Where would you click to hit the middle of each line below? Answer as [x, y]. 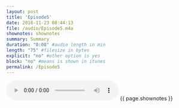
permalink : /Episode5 [33, 67]
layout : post [22, 12]
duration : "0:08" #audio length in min [56, 45]
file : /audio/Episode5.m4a [40, 28]
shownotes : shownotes [33, 34]
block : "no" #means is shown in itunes [56, 61]
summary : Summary [28, 39]
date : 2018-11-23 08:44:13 [40, 23]
